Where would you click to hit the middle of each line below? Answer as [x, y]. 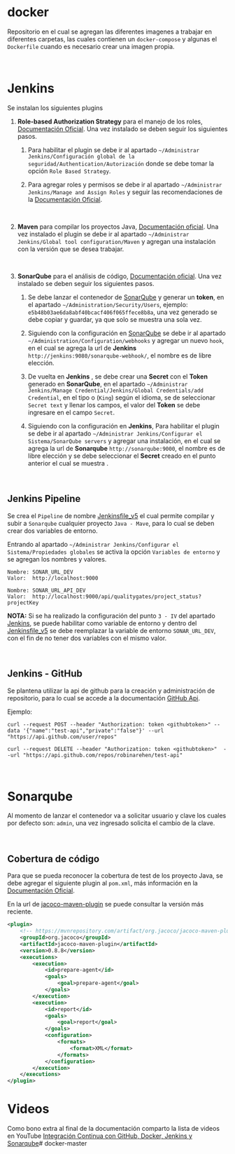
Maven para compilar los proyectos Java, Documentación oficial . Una [118, 226]
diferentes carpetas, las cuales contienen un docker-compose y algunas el [112, 39]
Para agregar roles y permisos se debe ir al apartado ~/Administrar [125, 184]
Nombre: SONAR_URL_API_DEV [47, 590]
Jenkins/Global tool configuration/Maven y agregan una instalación [116, 241]
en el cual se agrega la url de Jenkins [82, 348]
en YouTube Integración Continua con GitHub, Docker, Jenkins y [100, 1136]
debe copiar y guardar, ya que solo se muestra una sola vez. [115, 319]
